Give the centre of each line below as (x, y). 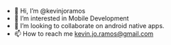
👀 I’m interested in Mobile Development (71, 18)
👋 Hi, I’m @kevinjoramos (50, 11)
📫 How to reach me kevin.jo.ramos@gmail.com (84, 34)
